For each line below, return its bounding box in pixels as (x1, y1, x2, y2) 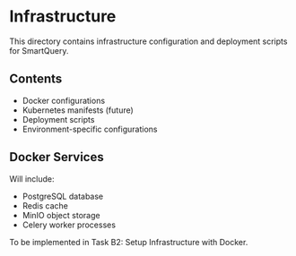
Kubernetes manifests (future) (22, 105, 135, 115)
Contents (9, 72, 63, 87)
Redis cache (22, 200, 69, 211)
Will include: (9, 173, 56, 184)
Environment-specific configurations (22, 124, 158, 134)
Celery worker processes (22, 219, 117, 230)
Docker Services (9, 149, 105, 165)
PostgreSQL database (22, 191, 104, 201)
